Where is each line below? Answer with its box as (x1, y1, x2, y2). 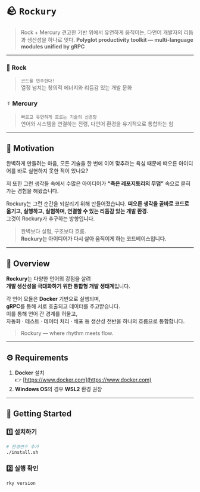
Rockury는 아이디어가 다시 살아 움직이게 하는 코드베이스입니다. (20, 235, 167, 242)
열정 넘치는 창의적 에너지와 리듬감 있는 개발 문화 (20, 84, 132, 91)
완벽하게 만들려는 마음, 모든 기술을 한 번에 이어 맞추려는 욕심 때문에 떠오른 (6, 160, 177, 167)
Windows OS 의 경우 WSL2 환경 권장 (14, 385, 102, 392)
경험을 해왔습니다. (17, 187, 59, 195)
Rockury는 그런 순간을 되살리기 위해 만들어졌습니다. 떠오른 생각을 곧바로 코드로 (6, 200, 189, 207)
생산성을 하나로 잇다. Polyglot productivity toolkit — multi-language (27, 36, 193, 43)
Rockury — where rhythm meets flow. (20, 330, 114, 337)
